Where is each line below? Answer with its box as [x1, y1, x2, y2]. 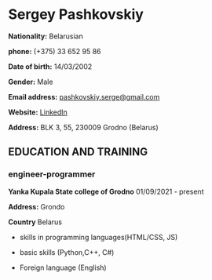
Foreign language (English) [19, 263, 108, 272]
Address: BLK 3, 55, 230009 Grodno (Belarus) [8, 122, 159, 132]
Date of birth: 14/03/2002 [8, 61, 93, 71]
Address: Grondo [8, 202, 65, 211]
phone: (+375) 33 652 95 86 [8, 46, 101, 56]
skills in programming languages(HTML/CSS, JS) [19, 232, 178, 242]
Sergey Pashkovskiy [8, 5, 144, 24]
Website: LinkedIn [8, 107, 68, 117]
